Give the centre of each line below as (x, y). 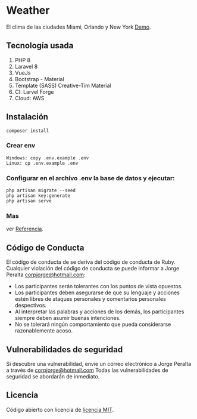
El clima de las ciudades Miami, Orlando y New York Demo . (79, 27)
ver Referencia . (25, 229)
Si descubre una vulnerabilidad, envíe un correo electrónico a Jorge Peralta (99, 364)
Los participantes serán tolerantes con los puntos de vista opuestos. (99, 286)
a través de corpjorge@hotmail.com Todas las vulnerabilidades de (87, 370)
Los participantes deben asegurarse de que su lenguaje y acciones (97, 292)
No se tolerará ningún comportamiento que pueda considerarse (93, 324)
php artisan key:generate (38, 196)
